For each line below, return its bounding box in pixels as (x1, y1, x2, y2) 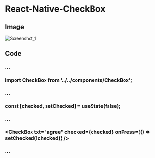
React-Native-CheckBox (5, 3, 106, 14)
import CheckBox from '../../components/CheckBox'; (5, 77, 132, 84)
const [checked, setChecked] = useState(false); (5, 103, 121, 110)
